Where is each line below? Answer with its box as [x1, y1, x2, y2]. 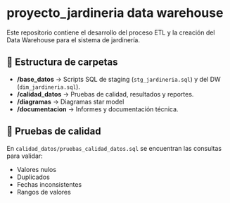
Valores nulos [16, 165, 57, 173]
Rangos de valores [16, 187, 71, 196]
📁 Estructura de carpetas [6, 56, 118, 68]
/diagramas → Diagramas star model [16, 97, 124, 106]
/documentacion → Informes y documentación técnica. [16, 104, 179, 113]
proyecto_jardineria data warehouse [6, 5, 224, 21]
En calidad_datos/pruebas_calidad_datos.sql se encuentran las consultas [6, 144, 222, 152]
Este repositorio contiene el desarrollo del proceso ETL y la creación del [6, 28, 215, 37]
